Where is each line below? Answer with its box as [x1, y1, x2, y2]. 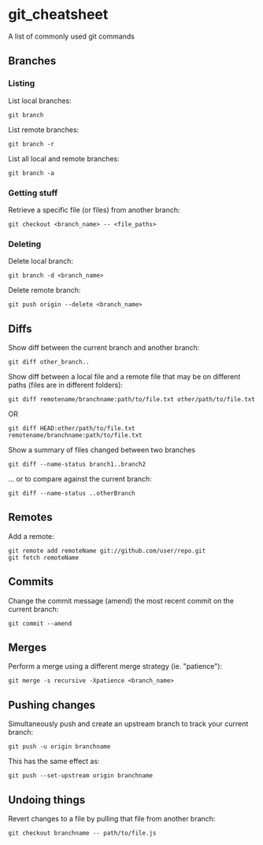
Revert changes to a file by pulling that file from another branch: [8, 814, 216, 824]
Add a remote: [8, 531, 55, 541]
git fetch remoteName [8, 553, 80, 562]
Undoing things [8, 793, 86, 806]
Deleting [8, 238, 42, 249]
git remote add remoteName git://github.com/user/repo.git [8, 547, 206, 555]
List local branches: [8, 96, 72, 105]
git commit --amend [8, 619, 72, 627]
